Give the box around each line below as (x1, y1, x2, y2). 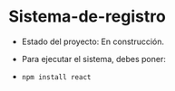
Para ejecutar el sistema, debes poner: (21, 53, 167, 64)
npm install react (21, 72, 92, 82)
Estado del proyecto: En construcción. (21, 36, 165, 47)
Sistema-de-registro (8, 6, 167, 27)
